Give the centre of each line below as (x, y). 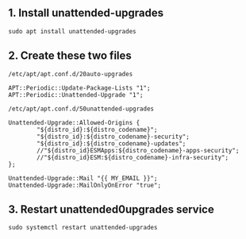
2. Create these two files (70, 56)
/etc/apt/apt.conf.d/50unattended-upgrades (81, 109)
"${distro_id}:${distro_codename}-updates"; (111, 143)
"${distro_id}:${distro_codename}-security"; (113, 137)
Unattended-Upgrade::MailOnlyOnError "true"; (85, 185)
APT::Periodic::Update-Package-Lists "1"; (79, 88)
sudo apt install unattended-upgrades (72, 31)
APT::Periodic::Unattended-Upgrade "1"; (76, 94)
